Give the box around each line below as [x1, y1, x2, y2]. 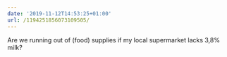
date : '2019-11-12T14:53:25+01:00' [7, 10, 112, 17]
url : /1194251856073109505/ [7, 17, 90, 24]
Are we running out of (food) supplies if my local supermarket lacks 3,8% [7, 35, 221, 44]
